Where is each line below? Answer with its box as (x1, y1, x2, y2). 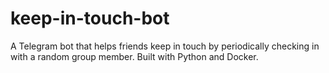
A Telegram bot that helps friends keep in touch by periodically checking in (10, 40, 320, 52)
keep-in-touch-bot (10, 7, 170, 30)
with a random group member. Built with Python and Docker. (10, 50, 259, 62)
